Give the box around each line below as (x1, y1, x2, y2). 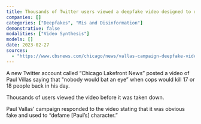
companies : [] (6, 14, 42, 20)
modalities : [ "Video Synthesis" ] (6, 31, 90, 37)
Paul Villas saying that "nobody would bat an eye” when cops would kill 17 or (6, 76, 195, 83)
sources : (6, 48, 28, 54)
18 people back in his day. (6, 82, 70, 89)
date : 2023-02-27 (6, 42, 50, 48)
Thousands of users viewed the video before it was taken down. (6, 94, 165, 101)
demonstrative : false (6, 25, 60, 32)
